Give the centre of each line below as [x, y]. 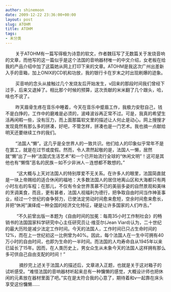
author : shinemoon [25, 10]
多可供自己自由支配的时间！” [35, 254]
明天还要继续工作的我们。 [32, 132]
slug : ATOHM [18, 24]
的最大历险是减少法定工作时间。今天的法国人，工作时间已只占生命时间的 [81, 229]
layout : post [19, 19]
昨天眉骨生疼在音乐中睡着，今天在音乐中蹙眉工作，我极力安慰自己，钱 [89, 107]
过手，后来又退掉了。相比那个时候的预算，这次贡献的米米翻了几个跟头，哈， [85, 90]
